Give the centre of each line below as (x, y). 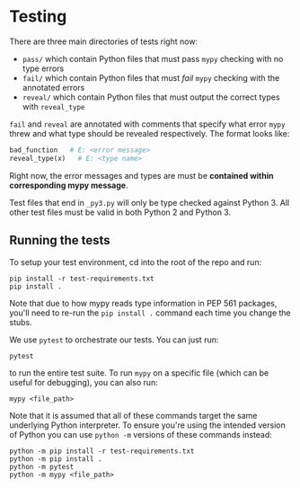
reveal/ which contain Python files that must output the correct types (151, 97)
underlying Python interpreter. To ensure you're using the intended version (147, 425)
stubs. (21, 322)
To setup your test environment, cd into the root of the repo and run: (136, 262)
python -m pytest (42, 466)
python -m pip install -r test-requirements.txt (102, 451)
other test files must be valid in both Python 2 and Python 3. (120, 212)
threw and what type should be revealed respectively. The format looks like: (150, 133)
